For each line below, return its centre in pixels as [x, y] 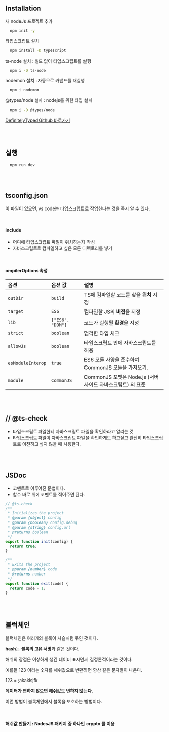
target [16, 312]
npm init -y [22, 31]
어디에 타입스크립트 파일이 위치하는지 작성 [54, 242]
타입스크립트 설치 [22, 41]
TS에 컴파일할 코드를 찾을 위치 [118, 295]
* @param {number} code [32, 569]
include [13, 230]
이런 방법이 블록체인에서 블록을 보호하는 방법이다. [54, 702]
